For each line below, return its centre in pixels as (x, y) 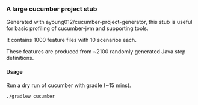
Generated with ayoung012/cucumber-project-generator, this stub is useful (99, 22)
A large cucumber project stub (52, 9)
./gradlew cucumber (31, 96)
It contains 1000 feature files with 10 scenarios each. (71, 40)
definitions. (20, 58)
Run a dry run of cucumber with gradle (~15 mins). (69, 85)
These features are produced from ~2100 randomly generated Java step (96, 52)
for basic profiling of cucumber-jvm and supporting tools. (77, 28)
